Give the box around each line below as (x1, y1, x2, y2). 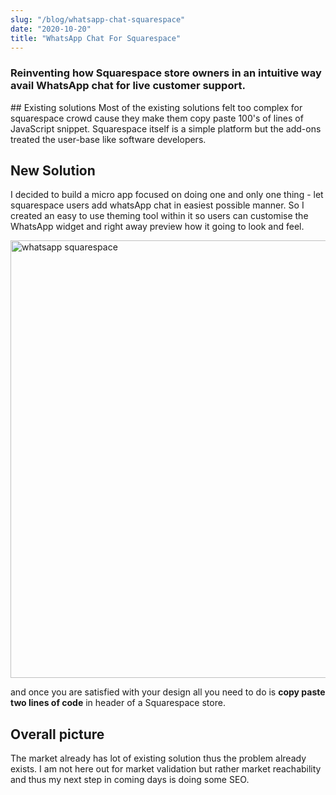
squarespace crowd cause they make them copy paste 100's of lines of (10, 112, 304, 124)
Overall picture (10, 726, 105, 743)
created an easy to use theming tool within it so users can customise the (10, 210, 309, 222)
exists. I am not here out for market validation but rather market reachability (10, 763, 322, 775)
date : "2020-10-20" (10, 24, 92, 34)
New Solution (10, 162, 96, 180)
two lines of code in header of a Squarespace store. (10, 697, 226, 709)
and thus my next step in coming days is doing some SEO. (10, 774, 250, 786)
